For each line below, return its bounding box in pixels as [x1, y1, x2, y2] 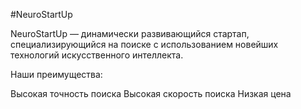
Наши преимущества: [10, 69, 103, 80]
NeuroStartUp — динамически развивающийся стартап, [10, 28, 250, 39]
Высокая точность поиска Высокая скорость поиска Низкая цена [10, 88, 292, 99]
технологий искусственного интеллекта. [10, 49, 184, 61]
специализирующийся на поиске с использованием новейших [10, 39, 279, 50]
